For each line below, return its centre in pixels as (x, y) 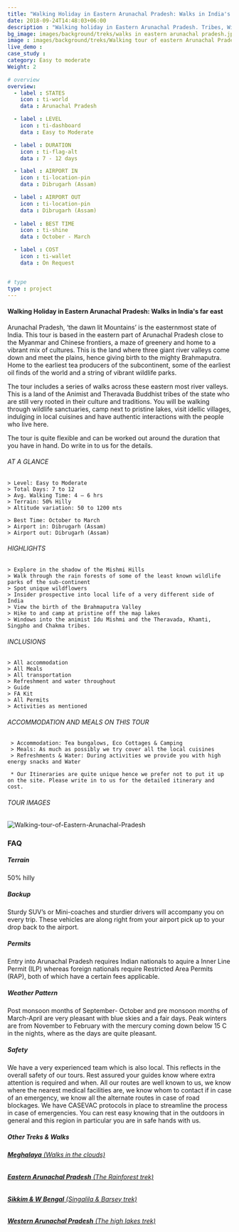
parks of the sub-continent (49, 582)
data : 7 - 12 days (49, 158)
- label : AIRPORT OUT (47, 197)
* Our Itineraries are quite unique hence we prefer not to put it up (117, 775)
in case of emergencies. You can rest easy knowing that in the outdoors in (116, 1113)
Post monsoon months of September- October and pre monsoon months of (118, 1011)
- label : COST (36, 250)
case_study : (27, 54)
